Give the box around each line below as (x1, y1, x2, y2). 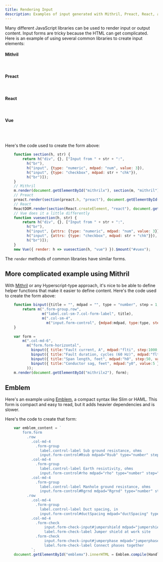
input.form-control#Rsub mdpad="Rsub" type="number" (39, 453, 149, 458)
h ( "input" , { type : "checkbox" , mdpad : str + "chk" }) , (26, 170, 138, 175)
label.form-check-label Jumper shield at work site (44, 529, 151, 534)
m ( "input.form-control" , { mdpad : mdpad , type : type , (46, 320, 151, 325)
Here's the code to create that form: (5, 416, 77, 422)
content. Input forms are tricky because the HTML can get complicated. (5, 30, 148, 36)
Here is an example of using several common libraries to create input (5, 35, 143, 41)
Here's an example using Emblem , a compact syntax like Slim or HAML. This (5, 396, 158, 402)
